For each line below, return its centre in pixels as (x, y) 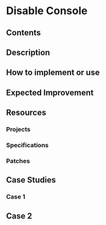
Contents (24, 33)
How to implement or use (53, 73)
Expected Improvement (50, 92)
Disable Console (47, 11)
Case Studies (31, 180)
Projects (18, 130)
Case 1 (16, 197)
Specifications (27, 145)
